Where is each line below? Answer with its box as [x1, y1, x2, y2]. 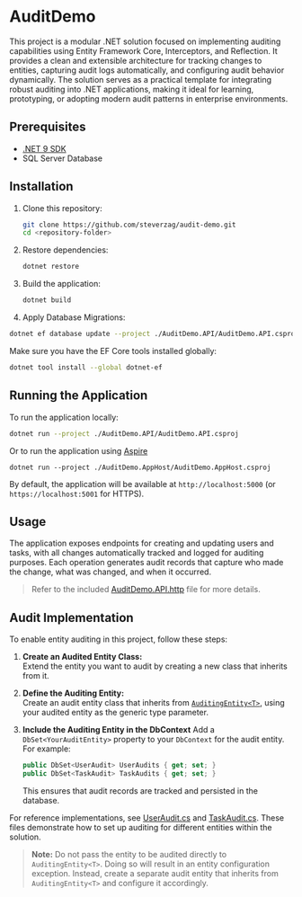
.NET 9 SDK [22, 143, 67, 154]
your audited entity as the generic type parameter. [22, 707, 209, 718]
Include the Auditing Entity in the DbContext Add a [22, 724, 216, 735]
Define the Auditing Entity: [22, 688, 124, 698]
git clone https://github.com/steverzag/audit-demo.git [22, 220, 236, 229]
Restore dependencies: [22, 244, 109, 255]
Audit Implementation [9, 609, 134, 626]
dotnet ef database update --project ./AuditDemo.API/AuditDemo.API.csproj [9, 330, 299, 339]
